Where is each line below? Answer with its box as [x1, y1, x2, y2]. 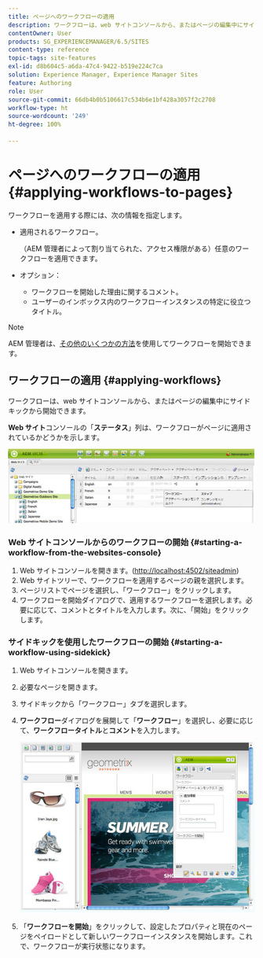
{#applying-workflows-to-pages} [8, 183, 233, 201]
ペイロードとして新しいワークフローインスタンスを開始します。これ [33, 931, 253, 941]
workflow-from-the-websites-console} [8, 547, 163, 558]
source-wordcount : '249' [8, 112, 89, 120]
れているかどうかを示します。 [8, 433, 104, 442]
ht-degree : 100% [8, 120, 61, 129]
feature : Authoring [8, 79, 72, 87]
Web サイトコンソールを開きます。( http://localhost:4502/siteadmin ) [19, 566, 239, 575]
